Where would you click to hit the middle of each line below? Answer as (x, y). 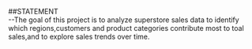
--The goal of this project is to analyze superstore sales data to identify (124, 20)
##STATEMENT (34, 11)
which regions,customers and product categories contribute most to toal (126, 28)
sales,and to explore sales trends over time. (79, 36)
